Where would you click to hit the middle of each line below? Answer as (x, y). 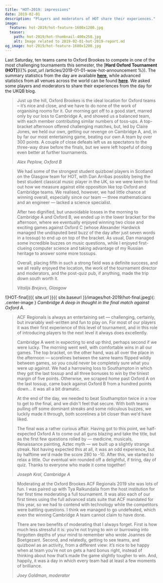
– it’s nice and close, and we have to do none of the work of (77, 105)
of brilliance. (29, 566)
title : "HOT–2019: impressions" (38, 10)
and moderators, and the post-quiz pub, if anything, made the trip (83, 273)
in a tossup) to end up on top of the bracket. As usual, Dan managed (85, 238)
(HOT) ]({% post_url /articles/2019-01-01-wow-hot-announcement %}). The (81, 70)
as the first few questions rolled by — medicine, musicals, (75, 439)
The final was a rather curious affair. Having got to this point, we (81, 428)
